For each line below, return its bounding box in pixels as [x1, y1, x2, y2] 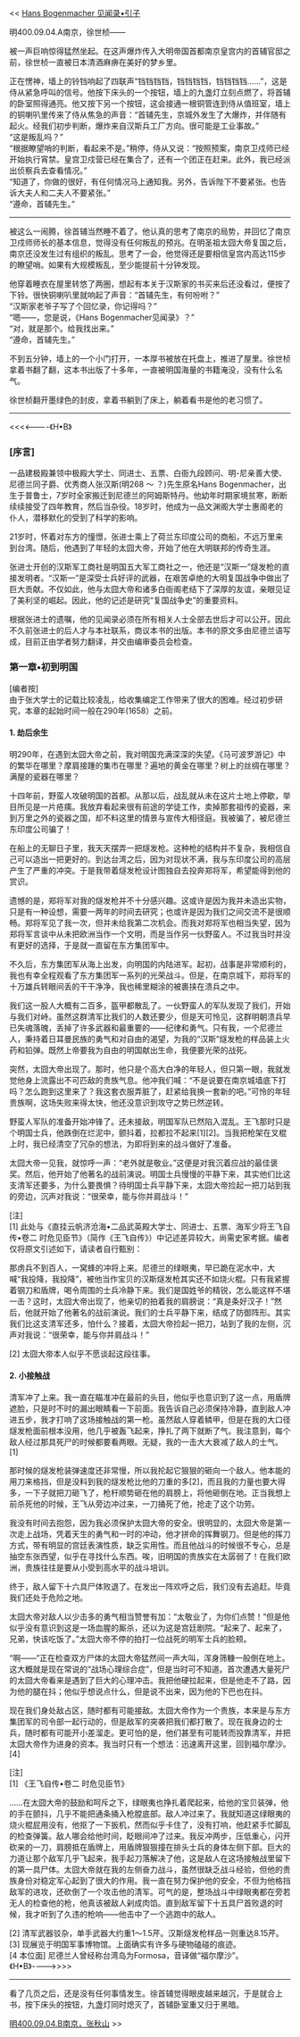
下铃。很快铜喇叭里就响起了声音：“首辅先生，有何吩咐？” [9, 289, 221, 300]
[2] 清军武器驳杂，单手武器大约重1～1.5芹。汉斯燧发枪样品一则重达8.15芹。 [9, 1928, 284, 1938]
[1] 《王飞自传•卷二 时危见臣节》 [9, 1778, 129, 1789]
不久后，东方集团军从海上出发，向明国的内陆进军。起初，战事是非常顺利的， [9, 958, 291, 969]
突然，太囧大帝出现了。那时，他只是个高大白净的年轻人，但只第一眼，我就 [9, 1064, 283, 1074]
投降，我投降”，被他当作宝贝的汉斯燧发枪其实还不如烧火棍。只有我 [28, 1273, 275, 1284]
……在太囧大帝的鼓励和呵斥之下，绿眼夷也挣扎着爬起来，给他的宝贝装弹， [9, 1798, 281, 1807]
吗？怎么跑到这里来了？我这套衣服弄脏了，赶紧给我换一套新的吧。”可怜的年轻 [9, 1086, 291, 1097]
